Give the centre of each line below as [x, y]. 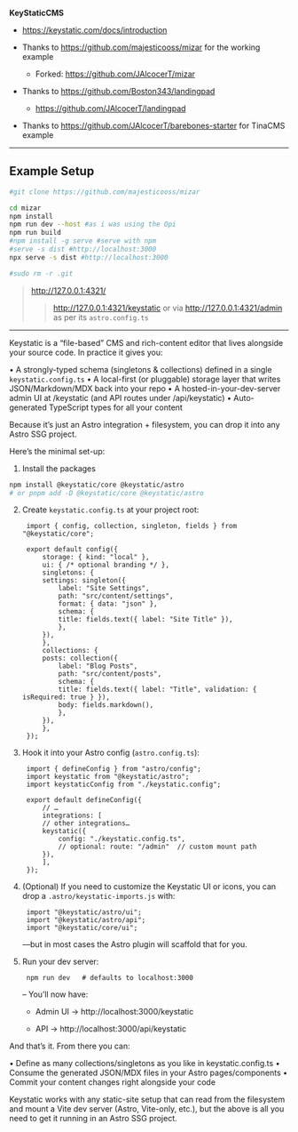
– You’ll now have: [55, 994]
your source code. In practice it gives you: [86, 352]
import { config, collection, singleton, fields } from [132, 526]
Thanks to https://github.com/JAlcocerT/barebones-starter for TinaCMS [153, 125]
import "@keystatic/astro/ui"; [84, 912]
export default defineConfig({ [84, 800]
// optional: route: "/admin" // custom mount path [157, 847]
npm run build [35, 233]
